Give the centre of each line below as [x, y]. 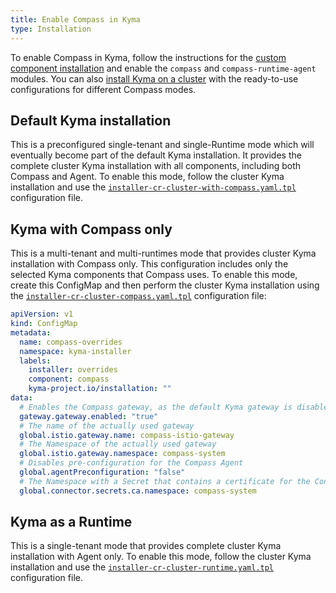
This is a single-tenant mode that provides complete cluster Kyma [146, 546]
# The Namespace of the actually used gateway [118, 444]
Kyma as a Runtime [71, 522]
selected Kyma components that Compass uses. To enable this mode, [154, 275]
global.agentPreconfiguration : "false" [102, 472]
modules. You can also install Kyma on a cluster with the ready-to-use [154, 78]
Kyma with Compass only [91, 229]
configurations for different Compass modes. [103, 89]
